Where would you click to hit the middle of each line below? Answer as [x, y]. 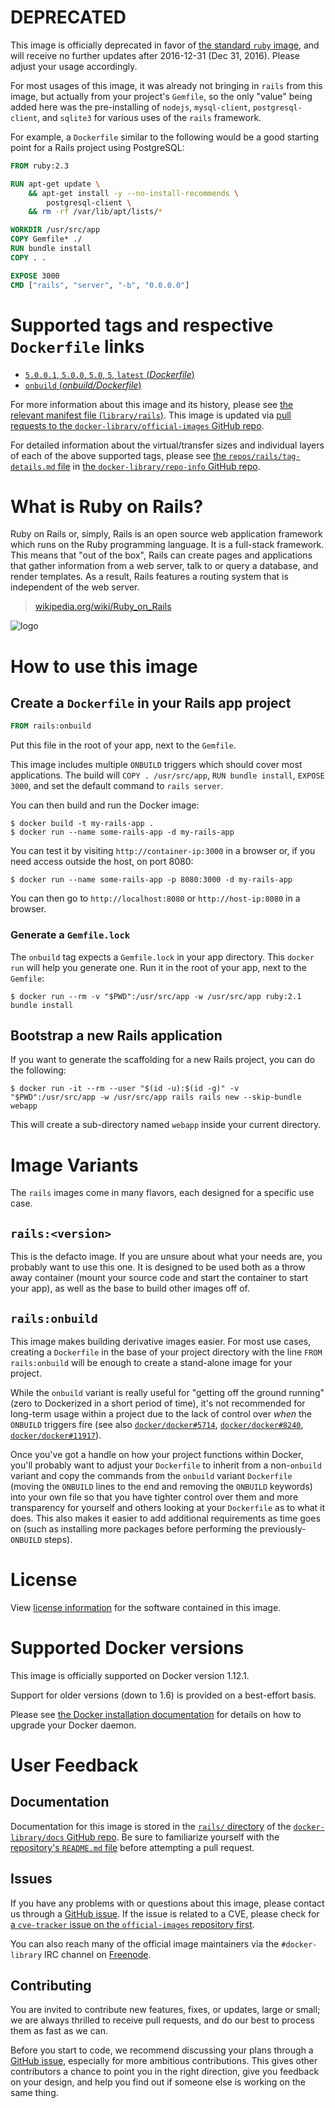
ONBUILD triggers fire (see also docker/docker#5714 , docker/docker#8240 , [157, 1424]
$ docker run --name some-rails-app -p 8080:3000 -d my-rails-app [151, 880]
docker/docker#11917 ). [56, 1435]
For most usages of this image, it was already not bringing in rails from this [166, 85]
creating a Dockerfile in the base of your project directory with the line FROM [166, 1352]
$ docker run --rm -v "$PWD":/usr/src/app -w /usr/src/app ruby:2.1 [156, 996]
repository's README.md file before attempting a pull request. [132, 1847]
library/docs [37, 1837]
